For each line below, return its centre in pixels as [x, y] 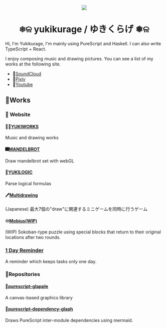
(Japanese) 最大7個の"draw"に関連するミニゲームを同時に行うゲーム [76, 209]
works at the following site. [33, 64]
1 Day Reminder [25, 251]
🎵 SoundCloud [27, 73]
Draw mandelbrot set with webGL [40, 160]
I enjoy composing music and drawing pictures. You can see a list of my [79, 58]
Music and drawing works [32, 138]
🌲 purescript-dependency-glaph [39, 309]
